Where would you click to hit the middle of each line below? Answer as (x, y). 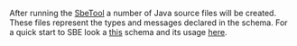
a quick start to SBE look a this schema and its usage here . (118, 32)
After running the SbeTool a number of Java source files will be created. (143, 13)
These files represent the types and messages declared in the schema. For (148, 23)
